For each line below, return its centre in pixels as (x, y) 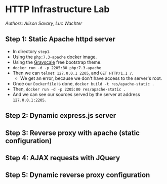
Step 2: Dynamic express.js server (61, 116)
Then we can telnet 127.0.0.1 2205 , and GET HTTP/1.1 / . (73, 73)
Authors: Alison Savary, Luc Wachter (44, 23)
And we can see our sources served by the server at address (76, 94)
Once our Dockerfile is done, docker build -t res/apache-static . (83, 83)
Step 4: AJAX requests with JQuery (63, 158)
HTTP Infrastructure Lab (57, 9)
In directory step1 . (31, 51)
